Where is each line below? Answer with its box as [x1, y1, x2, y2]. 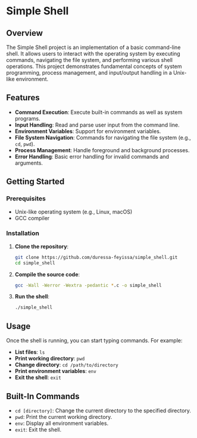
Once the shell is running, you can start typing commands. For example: [6, 337, 183, 344]
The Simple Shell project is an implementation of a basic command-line [6, 44, 181, 51]
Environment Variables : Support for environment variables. [14, 127, 161, 135]
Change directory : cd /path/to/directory [14, 361, 119, 368]
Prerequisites [6, 195, 46, 203]
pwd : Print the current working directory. [14, 413, 112, 420]
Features [6, 92, 40, 103]
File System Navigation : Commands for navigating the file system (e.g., [14, 134, 192, 141]
